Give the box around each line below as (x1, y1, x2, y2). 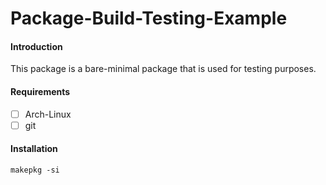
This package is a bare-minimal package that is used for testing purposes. (10, 63, 317, 75)
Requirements (10, 85, 71, 97)
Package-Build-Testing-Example (10, 7, 288, 30)
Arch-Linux (24, 108, 72, 120)
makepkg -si (10, 165, 60, 175)
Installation (10, 143, 58, 155)
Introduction (10, 40, 63, 52)
